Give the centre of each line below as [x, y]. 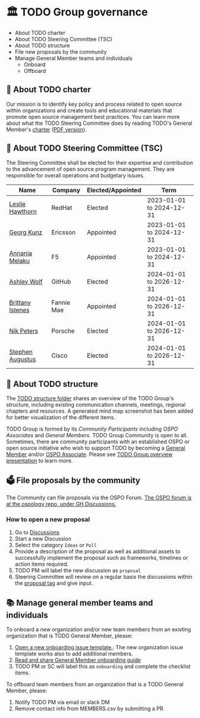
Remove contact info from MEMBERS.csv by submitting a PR [89, 708]
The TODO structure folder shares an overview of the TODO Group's [90, 398]
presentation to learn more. [40, 461]
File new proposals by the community [61, 51]
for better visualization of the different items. [61, 418]
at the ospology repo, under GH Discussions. [61, 504]
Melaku [19, 260]
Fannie [61, 302]
